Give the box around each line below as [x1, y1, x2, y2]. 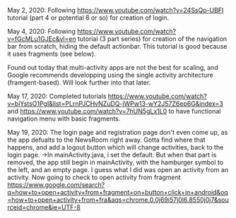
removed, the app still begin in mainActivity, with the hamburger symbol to [7, 158, 224, 166]
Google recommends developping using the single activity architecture [7, 71, 214, 79]
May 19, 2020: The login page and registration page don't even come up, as [7, 128, 228, 136]
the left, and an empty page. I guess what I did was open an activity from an [7, 166, 228, 174]
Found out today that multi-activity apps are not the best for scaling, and [7, 63, 218, 71]
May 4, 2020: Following [7, 28, 76, 35]
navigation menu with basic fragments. [7, 114, 121, 123]
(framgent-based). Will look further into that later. [7, 78, 151, 87]
